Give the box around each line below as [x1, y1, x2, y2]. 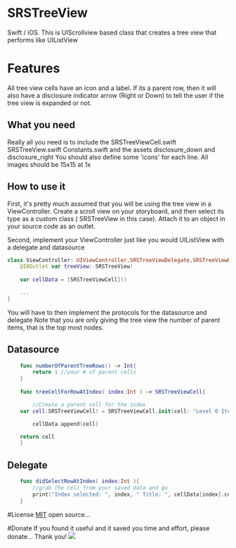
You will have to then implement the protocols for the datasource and [7, 308, 207, 316]
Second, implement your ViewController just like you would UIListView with [7, 235, 225, 244]
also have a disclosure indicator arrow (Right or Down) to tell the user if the [7, 91, 225, 99]
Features [7, 61, 60, 77]
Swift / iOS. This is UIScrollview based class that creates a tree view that [7, 28, 217, 37]
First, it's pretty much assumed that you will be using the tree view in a [7, 199, 212, 208]
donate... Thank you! [7, 532, 67, 540]
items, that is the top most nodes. [7, 323, 104, 332]
